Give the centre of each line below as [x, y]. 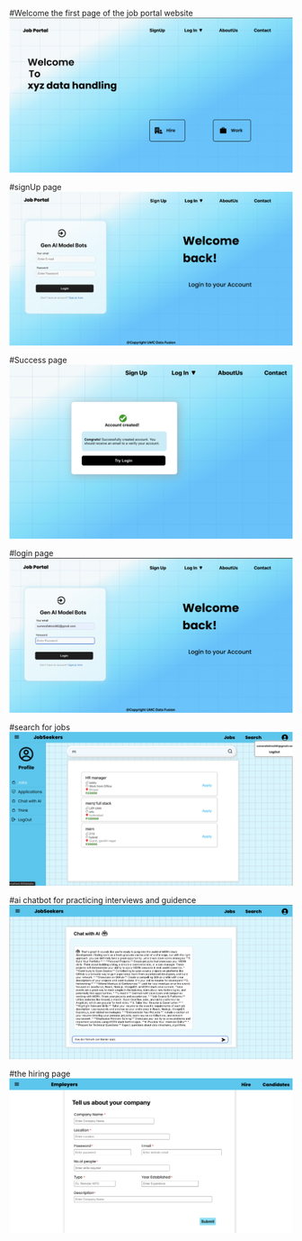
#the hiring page [40, 1073]
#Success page [38, 360]
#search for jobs [40, 727]
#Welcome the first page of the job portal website [101, 13]
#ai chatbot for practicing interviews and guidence [103, 899]
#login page [31, 553]
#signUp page [36, 187]
